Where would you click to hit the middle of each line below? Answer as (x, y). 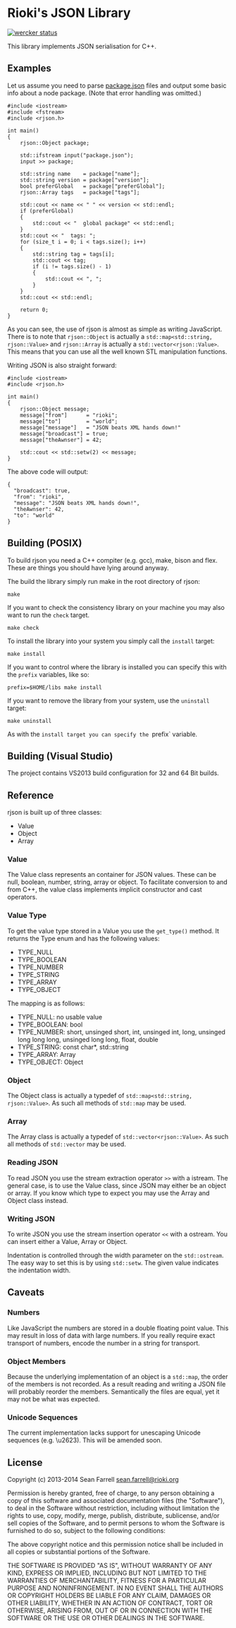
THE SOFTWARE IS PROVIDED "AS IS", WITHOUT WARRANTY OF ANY (110, 1566)
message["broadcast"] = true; (64, 433)
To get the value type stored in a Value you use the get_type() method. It (113, 930)
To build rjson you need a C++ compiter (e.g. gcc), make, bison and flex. (113, 560)
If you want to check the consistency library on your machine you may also (116, 607)
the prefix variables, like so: (48, 674)
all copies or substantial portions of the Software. (79, 1552)
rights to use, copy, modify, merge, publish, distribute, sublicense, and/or (113, 1516)
